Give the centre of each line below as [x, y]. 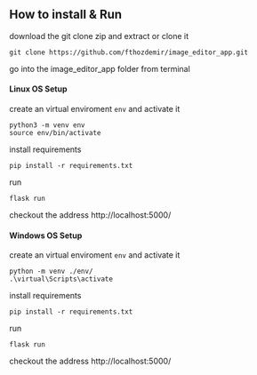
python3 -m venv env [48, 125]
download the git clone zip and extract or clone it [99, 36]
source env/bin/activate [55, 133]
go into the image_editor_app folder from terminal [100, 68]
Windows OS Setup [46, 235]
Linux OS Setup [39, 89]
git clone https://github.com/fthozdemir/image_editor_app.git [129, 52]
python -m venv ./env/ [51, 271]
